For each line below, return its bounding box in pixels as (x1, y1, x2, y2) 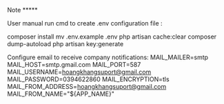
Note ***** (7, 6, 38, 14)
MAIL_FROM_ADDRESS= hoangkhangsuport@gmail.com (7, 83, 167, 90)
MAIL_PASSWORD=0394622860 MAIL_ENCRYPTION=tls (7, 75, 170, 83)
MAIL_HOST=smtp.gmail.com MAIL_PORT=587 (7, 61, 141, 68)
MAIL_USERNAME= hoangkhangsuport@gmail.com (7, 68, 152, 76)
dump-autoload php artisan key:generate (7, 40, 124, 48)
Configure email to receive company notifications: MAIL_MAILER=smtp (7, 53, 209, 61)
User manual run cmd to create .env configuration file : (7, 19, 163, 27)
